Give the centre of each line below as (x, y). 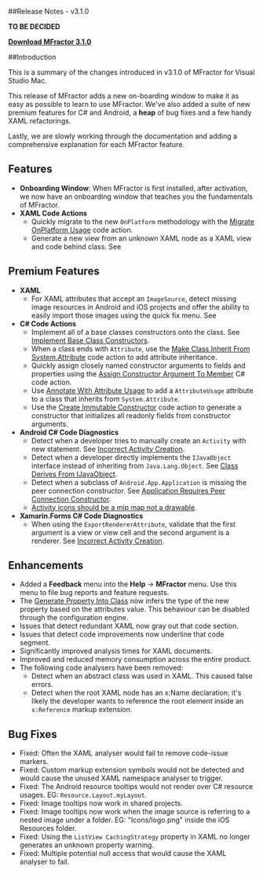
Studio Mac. (27, 81)
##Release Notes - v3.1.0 (49, 11)
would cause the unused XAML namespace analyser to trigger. (121, 778)
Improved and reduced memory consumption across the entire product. (135, 659)
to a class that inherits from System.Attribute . (106, 398)
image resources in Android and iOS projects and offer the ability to (140, 307)
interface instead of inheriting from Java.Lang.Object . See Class (135, 465)
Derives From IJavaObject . (74, 474)
